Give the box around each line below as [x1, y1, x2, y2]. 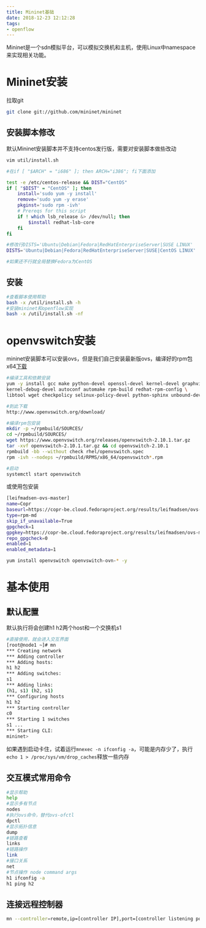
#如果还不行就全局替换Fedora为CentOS [6, 259, 93, 265]
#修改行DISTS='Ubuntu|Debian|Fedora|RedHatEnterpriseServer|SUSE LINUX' [6, 242, 193, 248]
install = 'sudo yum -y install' [17, 191, 97, 197]
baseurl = [6, 507, 29, 513]
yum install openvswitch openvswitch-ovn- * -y [6, 558, 128, 564]
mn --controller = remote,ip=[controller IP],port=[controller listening [6, 916, 193, 922]
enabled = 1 [6, 541, 32, 547]
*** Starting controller [6, 704, 70, 711]
